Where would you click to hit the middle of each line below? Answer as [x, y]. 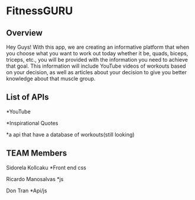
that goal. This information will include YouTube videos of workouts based [96, 66]
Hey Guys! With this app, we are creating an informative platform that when [98, 47]
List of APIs [27, 97]
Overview [25, 33]
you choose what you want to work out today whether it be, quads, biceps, [97, 53]
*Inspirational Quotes [32, 123]
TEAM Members [37, 153]
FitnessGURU [40, 11]
